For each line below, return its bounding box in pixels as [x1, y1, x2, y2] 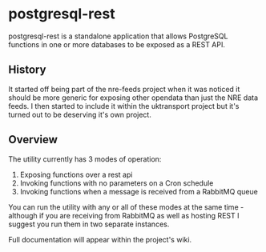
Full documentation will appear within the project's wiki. [8, 234, 192, 244]
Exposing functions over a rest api [19, 170, 133, 179]
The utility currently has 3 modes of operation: [8, 154, 162, 164]
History [8, 63, 46, 77]
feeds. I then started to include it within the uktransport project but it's [8, 101, 240, 110]
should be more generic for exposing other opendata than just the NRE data [8, 93, 259, 102]
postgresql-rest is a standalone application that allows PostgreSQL [8, 31, 228, 41]
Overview [8, 133, 58, 146]
